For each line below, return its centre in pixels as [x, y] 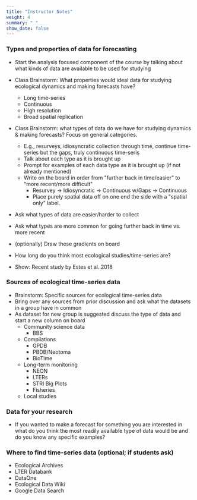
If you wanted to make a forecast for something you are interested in [99, 424]
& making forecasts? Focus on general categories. [76, 134]
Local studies [40, 396]
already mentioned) [47, 171]
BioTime [42, 358]
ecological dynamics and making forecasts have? [75, 86]
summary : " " [22, 23]
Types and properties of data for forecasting [72, 49]
